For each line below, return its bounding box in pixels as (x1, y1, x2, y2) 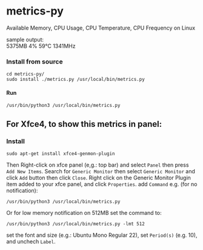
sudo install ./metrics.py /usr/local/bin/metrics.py (6, 77, 145, 83)
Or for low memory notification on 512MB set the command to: (6, 210, 162, 217)
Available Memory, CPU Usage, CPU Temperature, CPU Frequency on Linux (6, 24, 196, 31)
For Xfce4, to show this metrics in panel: (6, 119, 162, 129)
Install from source (6, 57, 63, 66)
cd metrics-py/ (6, 71, 45, 77)
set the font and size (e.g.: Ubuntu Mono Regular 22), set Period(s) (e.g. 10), (6, 231, 198, 239)
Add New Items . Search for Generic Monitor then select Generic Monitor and (6, 168, 196, 175)
